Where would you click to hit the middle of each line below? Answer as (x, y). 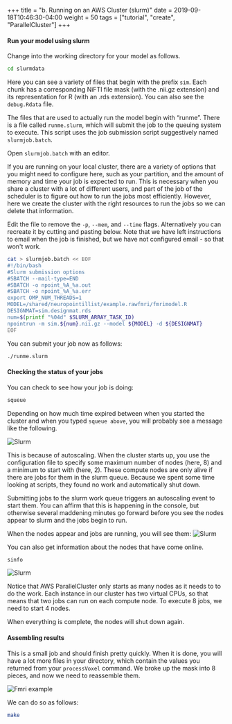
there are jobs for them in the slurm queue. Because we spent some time (111, 477)
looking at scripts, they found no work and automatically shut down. (104, 485)
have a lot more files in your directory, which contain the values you (104, 660)
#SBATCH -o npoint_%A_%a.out (49, 285)
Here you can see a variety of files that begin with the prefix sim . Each (107, 82)
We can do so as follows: (43, 702)
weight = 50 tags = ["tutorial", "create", (119, 17)
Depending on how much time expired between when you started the (106, 413)
